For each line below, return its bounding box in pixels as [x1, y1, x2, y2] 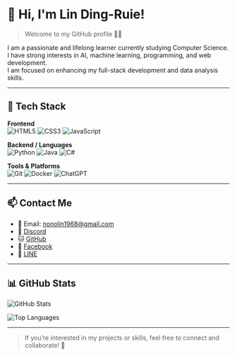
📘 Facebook [17, 242, 53, 250]
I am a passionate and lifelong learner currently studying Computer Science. [7, 43, 229, 52]
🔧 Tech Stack [7, 100, 66, 112]
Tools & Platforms [7, 162, 61, 170]
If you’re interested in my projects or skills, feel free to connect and [24, 333, 220, 342]
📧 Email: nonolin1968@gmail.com [17, 219, 114, 228]
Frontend [7, 119, 35, 128]
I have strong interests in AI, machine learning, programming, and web [7, 51, 212, 59]
